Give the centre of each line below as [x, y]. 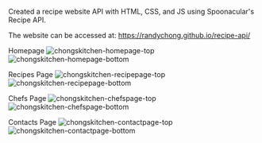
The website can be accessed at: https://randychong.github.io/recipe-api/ [129, 35]
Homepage [27, 50]
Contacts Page [33, 122]
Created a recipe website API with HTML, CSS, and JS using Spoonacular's [131, 12]
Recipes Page [31, 74]
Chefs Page [27, 98]
